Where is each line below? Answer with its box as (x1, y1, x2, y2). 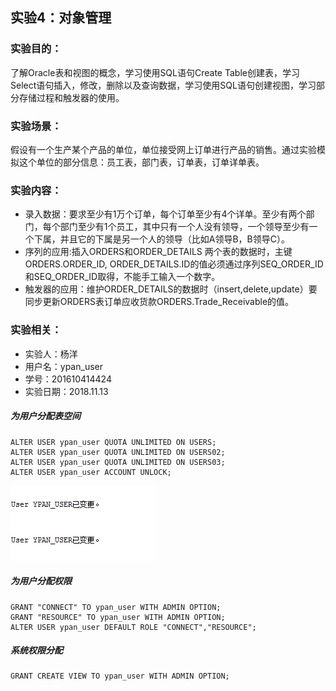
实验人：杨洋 (24, 348, 78, 360)
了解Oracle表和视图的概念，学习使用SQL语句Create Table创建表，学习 (10, 66, 300, 78)
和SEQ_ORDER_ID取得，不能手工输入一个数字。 (24, 271, 221, 283)
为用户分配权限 (10, 575, 72, 587)
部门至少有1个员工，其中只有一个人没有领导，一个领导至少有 (59, 221, 310, 233)
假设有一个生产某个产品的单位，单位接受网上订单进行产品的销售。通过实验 (10, 143, 317, 155)
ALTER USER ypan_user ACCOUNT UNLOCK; (10, 467, 172, 477)
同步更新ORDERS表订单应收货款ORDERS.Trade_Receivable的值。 (24, 296, 295, 308)
